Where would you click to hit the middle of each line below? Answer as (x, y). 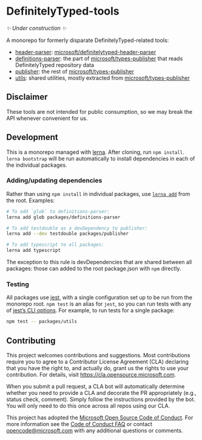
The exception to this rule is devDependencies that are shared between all (99, 262)
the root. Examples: (31, 200)
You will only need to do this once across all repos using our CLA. (88, 406)
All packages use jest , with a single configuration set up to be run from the (99, 298)
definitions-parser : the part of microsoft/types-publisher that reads (99, 58)
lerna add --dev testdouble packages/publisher (68, 234)
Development (32, 137)
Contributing (31, 340)
